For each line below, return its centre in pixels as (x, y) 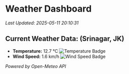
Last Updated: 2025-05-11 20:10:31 (42, 23)
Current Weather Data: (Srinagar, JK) (65, 39)
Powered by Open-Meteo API (36, 66)
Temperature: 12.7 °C (35, 51)
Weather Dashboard (49, 9)
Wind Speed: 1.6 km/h (36, 56)
